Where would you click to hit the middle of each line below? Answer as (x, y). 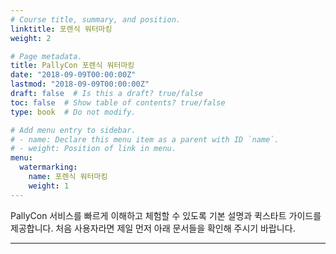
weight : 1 (49, 186)
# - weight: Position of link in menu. (93, 149)
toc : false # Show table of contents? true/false (118, 102)
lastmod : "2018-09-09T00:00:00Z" (80, 84)
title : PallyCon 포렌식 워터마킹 (72, 66)
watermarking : (48, 167)
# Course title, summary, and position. (96, 19)
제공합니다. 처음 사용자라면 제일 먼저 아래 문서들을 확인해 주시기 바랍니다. (153, 228)
